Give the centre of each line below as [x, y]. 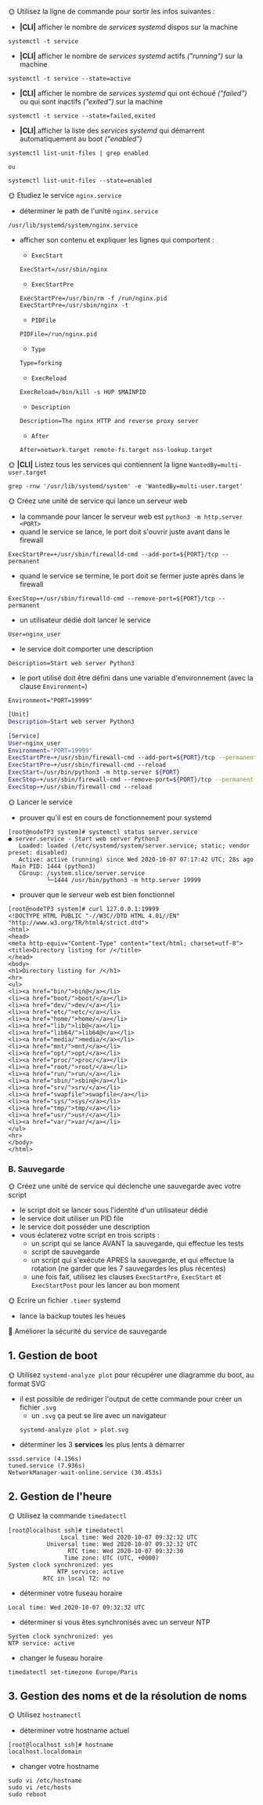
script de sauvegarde [65, 1252]
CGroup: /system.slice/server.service [82, 873]
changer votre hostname [59, 1767]
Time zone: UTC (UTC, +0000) [111, 1558]
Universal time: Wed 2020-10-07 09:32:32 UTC [122, 1544]
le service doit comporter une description [86, 649]
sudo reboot [27, 1795]
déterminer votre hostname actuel [74, 1730]
